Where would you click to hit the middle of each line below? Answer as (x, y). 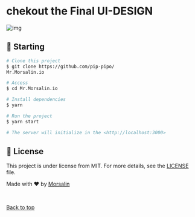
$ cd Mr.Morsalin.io (32, 89)
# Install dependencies (36, 100)
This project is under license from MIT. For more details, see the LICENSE (97, 166)
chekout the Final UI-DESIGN (79, 11)
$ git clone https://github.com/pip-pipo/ (60, 66)
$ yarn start (23, 121)
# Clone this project (34, 61)
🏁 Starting (26, 47)
